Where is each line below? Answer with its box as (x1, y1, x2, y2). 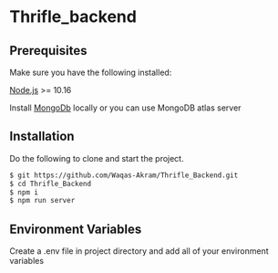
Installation (9, 129, 75, 144)
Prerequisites (9, 43, 88, 58)
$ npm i (9, 187, 39, 197)
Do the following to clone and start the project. (9, 152, 184, 163)
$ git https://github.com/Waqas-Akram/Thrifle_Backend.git (9, 171, 239, 180)
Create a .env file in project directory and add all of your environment (9, 246, 269, 257)
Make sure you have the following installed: (9, 67, 172, 78)
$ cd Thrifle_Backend (9, 179, 92, 188)
